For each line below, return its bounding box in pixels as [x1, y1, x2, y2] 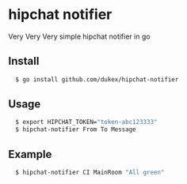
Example [8, 148, 52, 161]
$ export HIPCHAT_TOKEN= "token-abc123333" [15, 118, 158, 126]
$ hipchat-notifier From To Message [15, 126, 136, 133]
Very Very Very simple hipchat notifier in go [8, 32, 151, 41]
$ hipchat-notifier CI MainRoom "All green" [15, 168, 165, 176]
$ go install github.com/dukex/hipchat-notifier [15, 75, 179, 84]
